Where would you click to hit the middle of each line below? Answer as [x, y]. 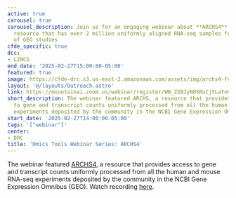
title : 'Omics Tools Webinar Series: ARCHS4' [75, 145]
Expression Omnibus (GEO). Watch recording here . [81, 187]
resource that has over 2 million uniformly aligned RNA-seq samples [117, 33]
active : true [26, 14]
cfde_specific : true [38, 46]
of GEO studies [36, 40]
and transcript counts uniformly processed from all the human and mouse [114, 172]
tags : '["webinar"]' [38, 125]
